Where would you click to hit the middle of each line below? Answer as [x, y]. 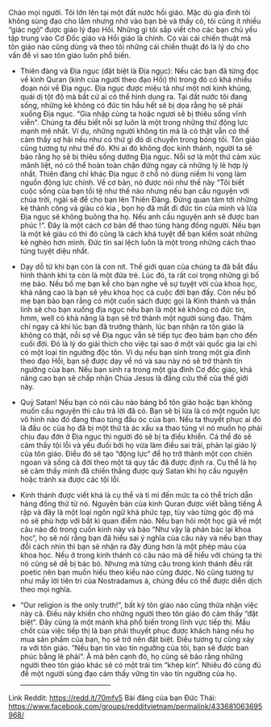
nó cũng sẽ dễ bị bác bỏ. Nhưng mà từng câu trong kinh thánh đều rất [136, 564]
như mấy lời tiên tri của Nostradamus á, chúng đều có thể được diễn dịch [141, 581]
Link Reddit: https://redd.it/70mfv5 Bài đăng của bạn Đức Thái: [113, 698]
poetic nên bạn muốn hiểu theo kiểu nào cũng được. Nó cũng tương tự [137, 572]
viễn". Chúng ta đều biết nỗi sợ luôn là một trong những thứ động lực [134, 122]
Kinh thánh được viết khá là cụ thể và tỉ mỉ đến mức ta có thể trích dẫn [136, 495]
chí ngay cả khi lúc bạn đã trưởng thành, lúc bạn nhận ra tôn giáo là [132, 326]
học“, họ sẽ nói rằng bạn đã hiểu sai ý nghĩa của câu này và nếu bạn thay [141, 538]
